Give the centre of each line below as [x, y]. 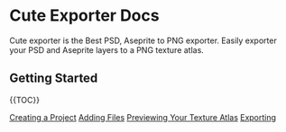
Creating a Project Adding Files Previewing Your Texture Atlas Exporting [143, 117]
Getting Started [54, 79]
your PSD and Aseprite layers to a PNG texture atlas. [107, 49]
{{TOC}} [25, 100]
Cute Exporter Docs [84, 16]
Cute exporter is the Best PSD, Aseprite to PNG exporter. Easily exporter [143, 40]
